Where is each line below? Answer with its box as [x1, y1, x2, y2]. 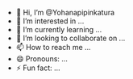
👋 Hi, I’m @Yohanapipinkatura [15, 8, 115, 17]
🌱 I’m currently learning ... [15, 25, 102, 34]
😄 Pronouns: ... [15, 54, 69, 64]
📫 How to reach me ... [15, 43, 91, 52]
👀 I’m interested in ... [15, 16, 85, 26]
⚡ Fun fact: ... [15, 63, 60, 73]
